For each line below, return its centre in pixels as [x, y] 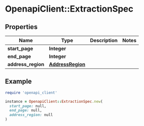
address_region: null [31, 115]
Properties [21, 27]
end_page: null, [26, 110]
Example [18, 82]
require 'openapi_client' [31, 93]
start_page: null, [28, 106]
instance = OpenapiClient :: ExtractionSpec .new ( [54, 101]
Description [104, 40]
